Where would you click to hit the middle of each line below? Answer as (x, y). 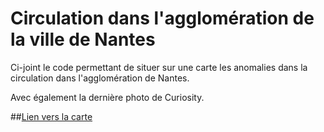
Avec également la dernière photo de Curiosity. (107, 97)
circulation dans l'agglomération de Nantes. (100, 78)
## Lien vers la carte (51, 116)
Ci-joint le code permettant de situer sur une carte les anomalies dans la (159, 67)
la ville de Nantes (83, 39)
